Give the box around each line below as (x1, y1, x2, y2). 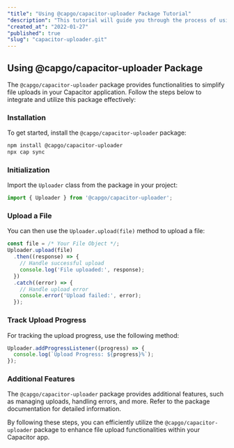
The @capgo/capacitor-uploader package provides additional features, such (7, 390, 224, 398)
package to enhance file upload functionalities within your (33, 426, 201, 434)
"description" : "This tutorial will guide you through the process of (7, 17, 217, 24)
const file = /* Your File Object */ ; (7, 240, 120, 248)
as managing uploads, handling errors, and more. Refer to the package (7, 397, 210, 405)
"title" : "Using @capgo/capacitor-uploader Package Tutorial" (7, 10, 192, 17)
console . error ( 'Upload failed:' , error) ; (19, 292, 141, 299)
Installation (7, 112, 47, 122)
